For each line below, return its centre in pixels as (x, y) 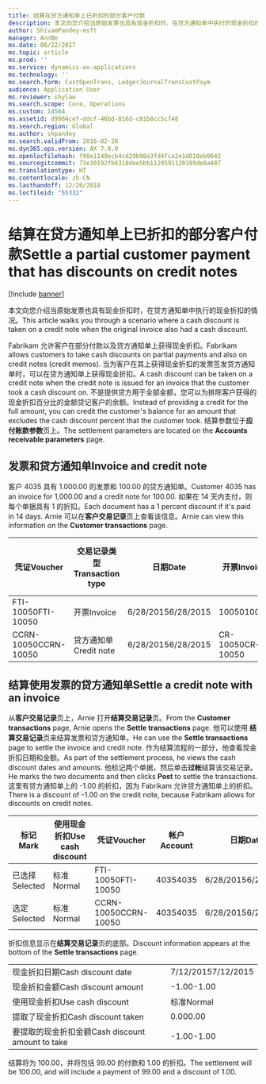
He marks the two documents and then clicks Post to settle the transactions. (133, 777)
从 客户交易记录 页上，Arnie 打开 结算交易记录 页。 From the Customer (120, 718)
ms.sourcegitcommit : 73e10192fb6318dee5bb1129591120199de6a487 (115, 164)
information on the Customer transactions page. (88, 526)
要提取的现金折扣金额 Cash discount (78, 1032)
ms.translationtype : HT (47, 171)
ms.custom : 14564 (37, 112)
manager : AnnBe (33, 38)
